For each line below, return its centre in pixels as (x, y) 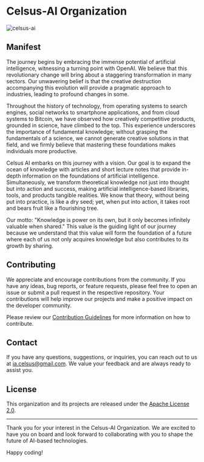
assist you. (20, 370)
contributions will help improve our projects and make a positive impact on (99, 298)
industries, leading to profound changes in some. (68, 94)
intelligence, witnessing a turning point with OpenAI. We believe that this (97, 68)
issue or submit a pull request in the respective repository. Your (86, 292)
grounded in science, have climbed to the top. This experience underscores (101, 125)
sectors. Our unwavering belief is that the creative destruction (84, 81)
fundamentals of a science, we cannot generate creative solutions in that (97, 138)
